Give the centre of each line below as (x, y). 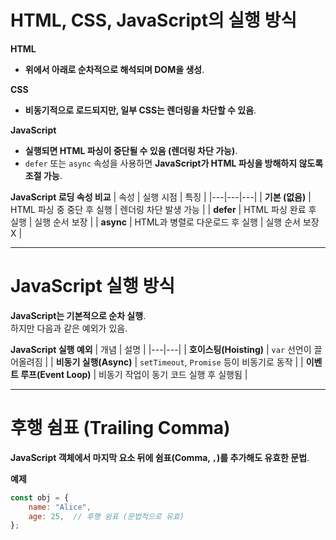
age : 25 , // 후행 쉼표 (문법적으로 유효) (106, 516)
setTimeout (162, 362)
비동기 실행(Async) (94, 362)
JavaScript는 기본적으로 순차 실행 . (78, 315)
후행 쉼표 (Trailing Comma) (120, 428)
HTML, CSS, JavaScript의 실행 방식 (153, 20)
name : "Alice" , (60, 507)
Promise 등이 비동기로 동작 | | (246, 362)
